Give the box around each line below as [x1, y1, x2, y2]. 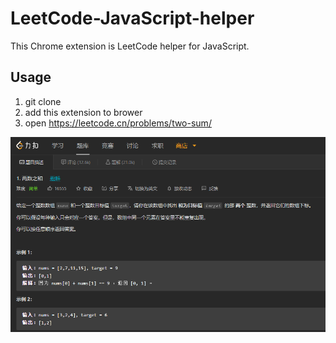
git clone [24, 95, 62, 107]
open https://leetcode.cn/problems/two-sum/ [24, 117, 212, 129]
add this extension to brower [24, 106, 143, 118]
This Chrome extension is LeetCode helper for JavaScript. [10, 40, 250, 52]
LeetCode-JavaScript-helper [10, 7, 255, 30]
